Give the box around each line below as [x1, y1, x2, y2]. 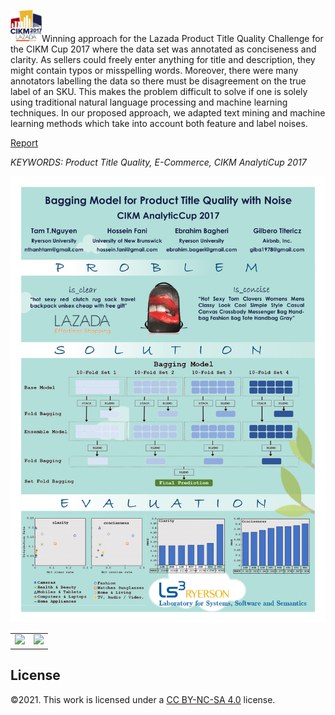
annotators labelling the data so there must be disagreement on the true [10, 75, 307, 87]
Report [10, 136, 39, 149]
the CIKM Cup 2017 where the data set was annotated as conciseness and [10, 43, 317, 55]
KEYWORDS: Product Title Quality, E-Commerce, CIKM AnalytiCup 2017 [10, 156, 307, 168]
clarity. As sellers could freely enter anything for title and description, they [10, 53, 316, 65]
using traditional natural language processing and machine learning [10, 96, 288, 108]
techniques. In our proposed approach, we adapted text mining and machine [10, 106, 326, 119]
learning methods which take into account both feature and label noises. [10, 117, 308, 129]
